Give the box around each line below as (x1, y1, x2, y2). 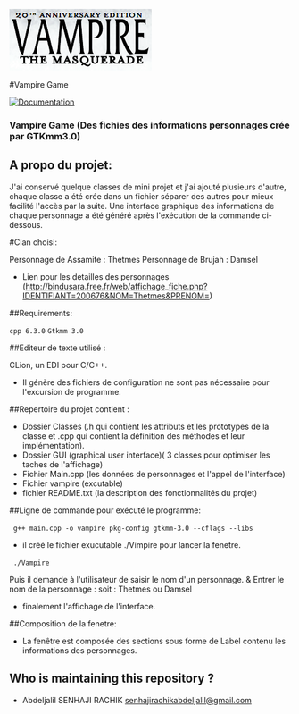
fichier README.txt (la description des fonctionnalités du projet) (21, 487, 258, 498)
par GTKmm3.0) (9, 130, 81, 142)
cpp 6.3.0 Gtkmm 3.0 (9, 326, 84, 335)
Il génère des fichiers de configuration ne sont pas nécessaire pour (21, 376, 270, 388)
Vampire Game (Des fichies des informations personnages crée (9, 119, 290, 131)
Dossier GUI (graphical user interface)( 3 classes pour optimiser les (21, 449, 270, 460)
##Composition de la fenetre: (9, 617, 117, 629)
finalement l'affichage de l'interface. (21, 601, 156, 611)
